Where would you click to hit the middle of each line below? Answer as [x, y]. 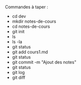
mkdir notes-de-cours [34, 21]
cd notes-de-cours [31, 26]
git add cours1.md [30, 52]
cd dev [19, 16]
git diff [19, 77]
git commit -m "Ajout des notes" [44, 62]
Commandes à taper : [27, 7]
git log [18, 72]
